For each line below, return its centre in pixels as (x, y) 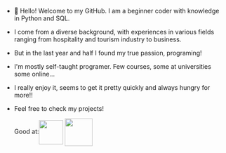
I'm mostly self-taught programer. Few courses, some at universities (113, 66)
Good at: (27, 132)
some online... (34, 74)
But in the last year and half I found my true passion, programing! (108, 53)
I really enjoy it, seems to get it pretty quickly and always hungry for (112, 87)
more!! (23, 95)
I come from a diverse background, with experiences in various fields (114, 32)
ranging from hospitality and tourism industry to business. (98, 39)
